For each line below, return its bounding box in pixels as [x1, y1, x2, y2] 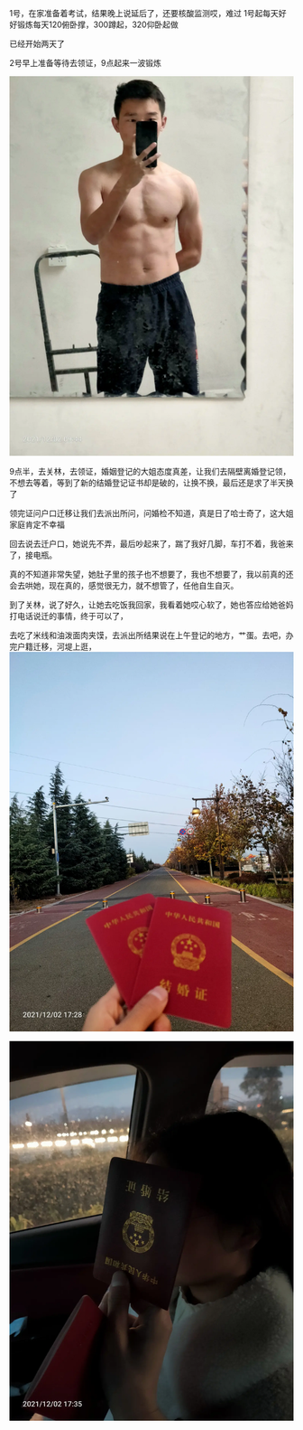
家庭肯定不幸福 [9, 519, 65, 530]
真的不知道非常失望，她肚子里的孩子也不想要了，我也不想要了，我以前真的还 [9, 569, 294, 579]
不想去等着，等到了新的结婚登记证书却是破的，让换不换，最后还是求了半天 [9, 477, 286, 488]
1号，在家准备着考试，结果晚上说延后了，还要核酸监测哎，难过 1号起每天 [9, 8, 280, 18]
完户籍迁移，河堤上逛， [9, 641, 96, 652]
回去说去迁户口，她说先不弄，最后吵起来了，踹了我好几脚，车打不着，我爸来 [9, 539, 294, 549]
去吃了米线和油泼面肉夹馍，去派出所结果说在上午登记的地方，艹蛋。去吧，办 [9, 630, 294, 640]
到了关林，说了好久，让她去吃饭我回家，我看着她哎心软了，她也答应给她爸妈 [9, 599, 294, 610]
